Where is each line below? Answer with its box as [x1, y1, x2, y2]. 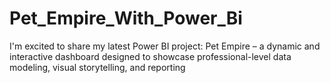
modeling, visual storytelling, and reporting [9, 61, 186, 73]
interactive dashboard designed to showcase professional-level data [9, 50, 292, 62]
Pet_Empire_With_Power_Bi [9, 7, 243, 30]
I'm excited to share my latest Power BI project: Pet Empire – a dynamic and [9, 40, 321, 52]
